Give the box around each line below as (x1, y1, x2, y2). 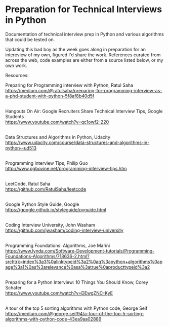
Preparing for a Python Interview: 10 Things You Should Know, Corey (5, 279, 148, 285)
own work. (5, 62, 27, 68)
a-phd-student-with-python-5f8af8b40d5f (5, 93, 95, 99)
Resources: (5, 72, 29, 78)
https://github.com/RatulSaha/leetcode (5, 186, 87, 192)
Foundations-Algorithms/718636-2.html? (5, 253, 90, 259)
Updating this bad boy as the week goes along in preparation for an (5, 46, 146, 52)
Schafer (5, 284, 22, 290)
